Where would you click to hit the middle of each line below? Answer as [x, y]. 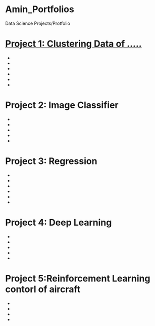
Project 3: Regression [51, 161]
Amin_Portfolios [40, 9]
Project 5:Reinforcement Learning [78, 278]
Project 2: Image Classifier [62, 105]
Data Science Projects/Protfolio [38, 23]
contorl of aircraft [43, 289]
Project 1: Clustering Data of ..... [74, 44]
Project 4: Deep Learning [59, 222]
